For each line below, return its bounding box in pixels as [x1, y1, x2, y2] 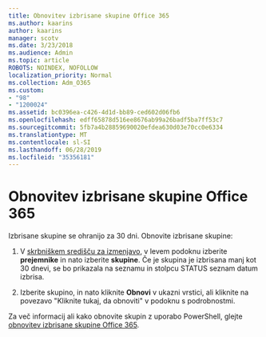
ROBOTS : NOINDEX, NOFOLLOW [8, 64, 98, 72]
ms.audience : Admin [8, 49, 73, 57]
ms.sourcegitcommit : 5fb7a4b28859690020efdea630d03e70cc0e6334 [8, 123, 224, 131]
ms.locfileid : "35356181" [8, 153, 94, 161]
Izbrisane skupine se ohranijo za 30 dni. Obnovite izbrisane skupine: [8, 231, 233, 241]
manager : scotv [8, 34, 59, 42]
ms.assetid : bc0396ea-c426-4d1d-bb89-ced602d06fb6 [8, 109, 181, 117]
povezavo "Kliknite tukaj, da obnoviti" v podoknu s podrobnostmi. [19, 296, 236, 306]
